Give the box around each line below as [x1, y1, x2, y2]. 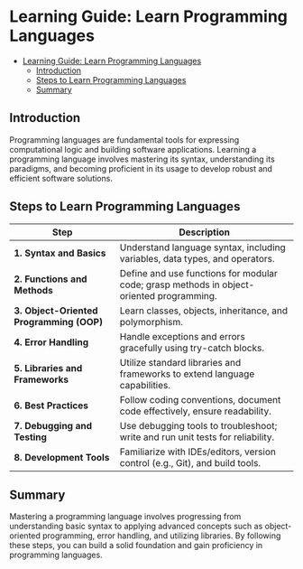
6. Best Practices [14, 399, 88, 412]
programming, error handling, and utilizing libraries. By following [41, 530, 281, 541]
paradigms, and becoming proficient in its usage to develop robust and [9, 163, 273, 173]
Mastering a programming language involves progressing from [9, 511, 242, 522]
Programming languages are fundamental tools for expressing [9, 134, 240, 145]
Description [179, 226, 231, 238]
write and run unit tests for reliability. [119, 431, 275, 443]
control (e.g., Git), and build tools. [119, 456, 262, 469]
